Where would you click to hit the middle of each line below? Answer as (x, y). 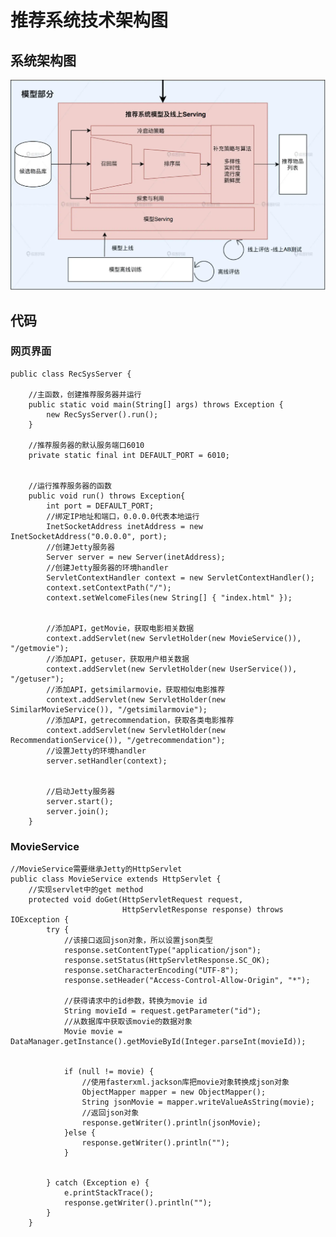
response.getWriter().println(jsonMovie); (171, 1123)
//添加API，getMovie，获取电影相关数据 (120, 628)
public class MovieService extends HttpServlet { (116, 879)
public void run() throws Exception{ (107, 496)
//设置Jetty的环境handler (96, 751)
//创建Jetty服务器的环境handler (107, 567)
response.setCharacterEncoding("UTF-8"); (151, 971)
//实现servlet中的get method (86, 890)
